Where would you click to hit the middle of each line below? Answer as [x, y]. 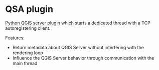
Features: [15, 38]
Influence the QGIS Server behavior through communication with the [83, 58]
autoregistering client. [28, 28]
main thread [25, 63]
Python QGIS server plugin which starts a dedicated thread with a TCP [78, 23]
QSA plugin [29, 9]
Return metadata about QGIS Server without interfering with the [78, 47]
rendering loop [28, 53]
